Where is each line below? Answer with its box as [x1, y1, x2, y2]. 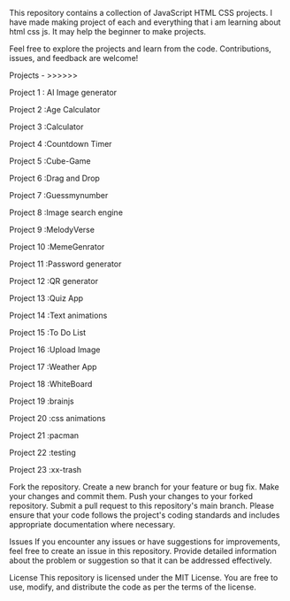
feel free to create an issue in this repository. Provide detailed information [9, 546, 277, 556]
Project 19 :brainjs [9, 396, 74, 406]
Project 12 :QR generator [9, 276, 99, 286]
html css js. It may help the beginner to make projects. [9, 27, 206, 36]
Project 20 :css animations [9, 413, 106, 423]
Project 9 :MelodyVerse [9, 225, 95, 235]
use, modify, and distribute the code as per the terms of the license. [9, 582, 256, 592]
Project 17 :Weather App [9, 362, 97, 372]
